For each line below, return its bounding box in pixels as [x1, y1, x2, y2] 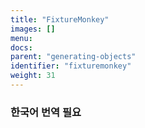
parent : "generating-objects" [10, 52, 137, 62]
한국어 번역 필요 [10, 105, 82, 119]
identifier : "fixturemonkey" [10, 61, 132, 71]
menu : [10, 33, 33, 43]
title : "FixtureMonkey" [10, 14, 110, 25]
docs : [10, 42, 33, 53]
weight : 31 [10, 71, 56, 81]
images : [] [10, 24, 56, 34]
